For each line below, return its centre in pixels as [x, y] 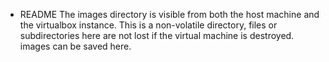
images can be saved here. [75, 46]
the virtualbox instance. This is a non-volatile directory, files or [148, 25]
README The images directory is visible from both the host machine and [169, 14]
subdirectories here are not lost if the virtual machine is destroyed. [157, 35]
